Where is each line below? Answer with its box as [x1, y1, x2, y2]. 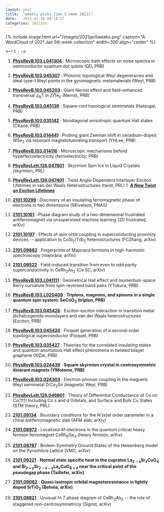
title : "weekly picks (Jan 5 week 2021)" [5, 12, 93, 17]
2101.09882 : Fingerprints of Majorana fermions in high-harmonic [12, 247, 145, 253]
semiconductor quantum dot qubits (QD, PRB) [12, 63, 105, 69]
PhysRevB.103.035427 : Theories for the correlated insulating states [12, 342, 151, 348]
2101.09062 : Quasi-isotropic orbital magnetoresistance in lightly [12, 479, 148, 485]
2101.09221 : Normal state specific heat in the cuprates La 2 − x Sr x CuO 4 [12, 457, 159, 464]
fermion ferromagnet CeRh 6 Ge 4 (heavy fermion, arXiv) [12, 432, 123, 439]
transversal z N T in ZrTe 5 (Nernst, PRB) [12, 92, 90, 100]
